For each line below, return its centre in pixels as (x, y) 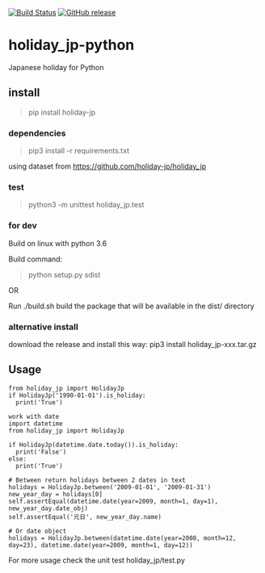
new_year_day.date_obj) (48, 508)
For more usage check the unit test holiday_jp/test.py (97, 560)
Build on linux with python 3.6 (58, 243)
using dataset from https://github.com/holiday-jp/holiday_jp (107, 166)
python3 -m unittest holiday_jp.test (86, 205)
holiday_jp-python (72, 45)
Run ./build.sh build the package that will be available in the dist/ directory (131, 306)
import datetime (36, 424)
